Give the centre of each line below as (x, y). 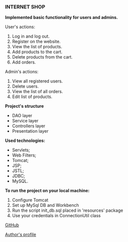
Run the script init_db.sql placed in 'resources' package (68, 210)
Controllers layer (29, 126)
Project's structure (24, 106)
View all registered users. (37, 81)
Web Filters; (24, 155)
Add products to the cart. (37, 52)
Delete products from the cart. (42, 57)
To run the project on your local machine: (47, 191)
